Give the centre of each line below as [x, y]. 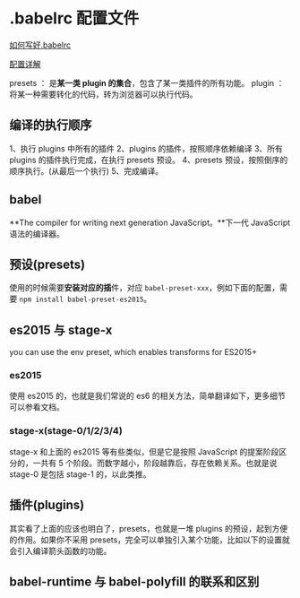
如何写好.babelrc [40, 45]
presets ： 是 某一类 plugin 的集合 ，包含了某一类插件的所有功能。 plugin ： [147, 82]
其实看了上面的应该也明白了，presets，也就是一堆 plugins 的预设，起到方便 [149, 528]
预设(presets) [47, 264]
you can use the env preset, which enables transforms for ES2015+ [133, 352]
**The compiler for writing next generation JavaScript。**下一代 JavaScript [150, 222]
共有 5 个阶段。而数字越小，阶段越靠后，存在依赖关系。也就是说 [159, 463]
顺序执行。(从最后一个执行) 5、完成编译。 [86, 170]
